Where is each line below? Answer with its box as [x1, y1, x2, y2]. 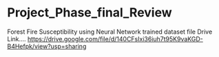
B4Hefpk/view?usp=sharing [7, 42, 87, 50]
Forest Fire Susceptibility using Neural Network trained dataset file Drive [7, 27, 213, 36]
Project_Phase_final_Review [7, 5, 172, 21]
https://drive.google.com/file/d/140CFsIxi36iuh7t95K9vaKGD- [27, 34, 203, 43]
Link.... [7, 34, 26, 43]
